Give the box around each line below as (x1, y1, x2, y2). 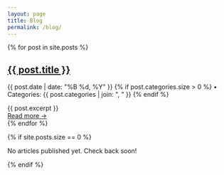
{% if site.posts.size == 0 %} (7, 133, 92, 142)
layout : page (7, 10, 46, 18)
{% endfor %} (7, 119, 48, 128)
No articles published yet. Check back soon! (7, 147, 137, 155)
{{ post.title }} (7, 63, 71, 75)
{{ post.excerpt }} (7, 104, 59, 112)
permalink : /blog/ (7, 23, 62, 31)
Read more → (7, 112, 48, 120)
